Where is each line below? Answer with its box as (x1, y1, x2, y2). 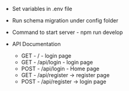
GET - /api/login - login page (21, 59, 93, 66)
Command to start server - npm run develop (12, 29, 124, 36)
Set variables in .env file (12, 5, 73, 12)
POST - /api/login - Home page (21, 65, 100, 72)
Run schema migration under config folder (12, 17, 119, 24)
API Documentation (12, 41, 61, 47)
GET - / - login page (21, 52, 72, 59)
